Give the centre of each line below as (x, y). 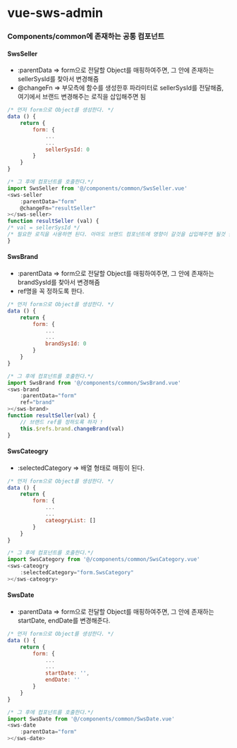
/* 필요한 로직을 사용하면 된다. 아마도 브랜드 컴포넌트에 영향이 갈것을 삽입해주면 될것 (116, 234)
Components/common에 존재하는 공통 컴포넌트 (86, 37)
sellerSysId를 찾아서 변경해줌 (58, 79)
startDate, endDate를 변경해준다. (64, 621)
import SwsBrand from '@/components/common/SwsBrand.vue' (94, 382)
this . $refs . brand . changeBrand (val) (72, 428)
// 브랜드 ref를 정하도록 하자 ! (62, 422)
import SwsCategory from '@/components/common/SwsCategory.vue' (104, 560)
